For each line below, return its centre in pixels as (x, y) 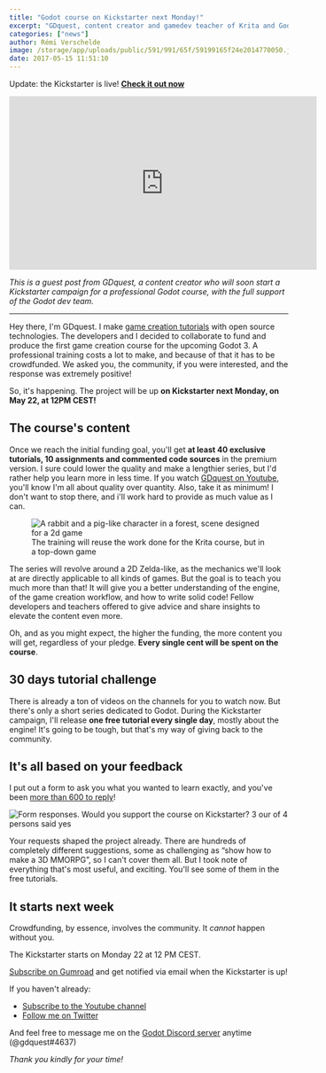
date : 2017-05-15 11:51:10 (59, 59)
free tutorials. (34, 879)
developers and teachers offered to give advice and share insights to (135, 606)
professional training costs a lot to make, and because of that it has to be (142, 355)
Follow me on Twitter (60, 1015)
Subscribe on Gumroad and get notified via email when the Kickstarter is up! (148, 972)
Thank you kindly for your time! (66, 1060)
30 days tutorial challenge (83, 680)
